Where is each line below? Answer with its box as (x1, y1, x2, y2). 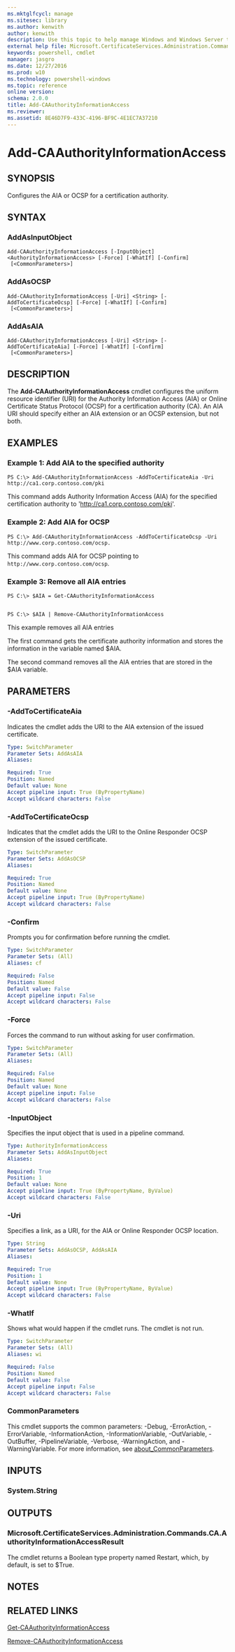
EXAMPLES (7, 437, 58, 449)
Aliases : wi (7, 1351, 42, 1358)
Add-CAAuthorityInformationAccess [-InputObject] (7, 248, 155, 256)
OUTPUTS (7, 1508, 52, 1520)
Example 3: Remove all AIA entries (7, 576, 127, 586)
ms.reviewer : (7, 108, 45, 115)
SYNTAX (7, 212, 47, 224)
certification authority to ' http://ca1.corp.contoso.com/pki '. (7, 500, 176, 508)
